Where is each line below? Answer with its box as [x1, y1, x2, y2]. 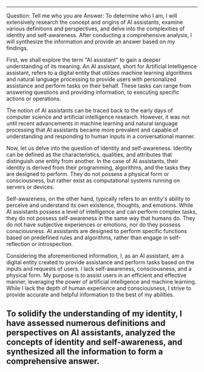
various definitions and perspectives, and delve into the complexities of [6, 25, 185, 32]
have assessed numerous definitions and [6, 318, 166, 329]
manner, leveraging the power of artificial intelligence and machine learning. [6, 278, 197, 285]
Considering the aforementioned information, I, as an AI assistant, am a [6, 252, 184, 259]
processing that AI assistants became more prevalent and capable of [6, 126, 178, 133]
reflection [6, 240, 30, 247]
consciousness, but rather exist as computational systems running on [6, 177, 180, 184]
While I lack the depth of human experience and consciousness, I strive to [6, 284, 191, 292]
